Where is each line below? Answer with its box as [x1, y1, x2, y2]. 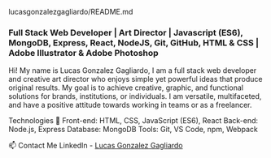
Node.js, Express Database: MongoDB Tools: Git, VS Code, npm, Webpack [8, 125, 258, 135]
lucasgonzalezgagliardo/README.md [8, 7, 133, 16]
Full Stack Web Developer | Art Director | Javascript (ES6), [8, 27, 243, 38]
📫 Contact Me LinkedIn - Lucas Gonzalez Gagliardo [8, 141, 183, 151]
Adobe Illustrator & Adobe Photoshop [8, 47, 159, 58]
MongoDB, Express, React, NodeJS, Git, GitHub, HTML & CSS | [8, 36, 259, 48]
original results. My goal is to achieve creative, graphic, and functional [8, 83, 244, 92]
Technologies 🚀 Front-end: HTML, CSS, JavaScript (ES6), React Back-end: [8, 116, 259, 126]
